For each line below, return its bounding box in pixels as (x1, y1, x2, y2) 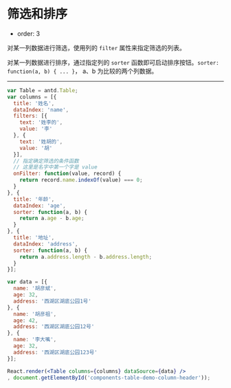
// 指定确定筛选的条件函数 (13, 158, 79, 164)
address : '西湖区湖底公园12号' (13, 323, 95, 330)
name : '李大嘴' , (13, 336, 57, 343)
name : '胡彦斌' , (13, 285, 57, 292)
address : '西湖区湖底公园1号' (13, 297, 91, 305)
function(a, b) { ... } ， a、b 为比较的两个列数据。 (7, 67, 158, 75)
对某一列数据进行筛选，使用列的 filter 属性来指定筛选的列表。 (7, 43, 186, 52)
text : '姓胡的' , (19, 138, 63, 145)
